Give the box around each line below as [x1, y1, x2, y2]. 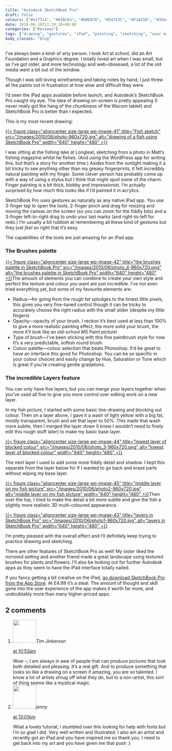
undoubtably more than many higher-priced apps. [5, 591, 111, 597]
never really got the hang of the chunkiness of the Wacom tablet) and [5, 103, 152, 109]
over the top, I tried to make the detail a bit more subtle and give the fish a [5, 496, 161, 503]
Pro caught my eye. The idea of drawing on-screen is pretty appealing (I [5, 97, 158, 103]
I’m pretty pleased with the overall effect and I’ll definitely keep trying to [5, 533, 157, 539]
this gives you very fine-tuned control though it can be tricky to [12, 301, 146, 308]
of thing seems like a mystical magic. [12, 680, 91, 686]
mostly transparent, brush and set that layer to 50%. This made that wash [5, 418, 161, 424]
